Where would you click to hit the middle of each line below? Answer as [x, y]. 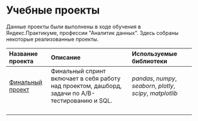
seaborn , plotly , [154, 86]
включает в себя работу [86, 79]
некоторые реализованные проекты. [52, 39]
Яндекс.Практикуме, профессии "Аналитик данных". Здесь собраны [92, 32]
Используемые [155, 54]
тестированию [72, 100]
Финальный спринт [78, 71]
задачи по [65, 93]
